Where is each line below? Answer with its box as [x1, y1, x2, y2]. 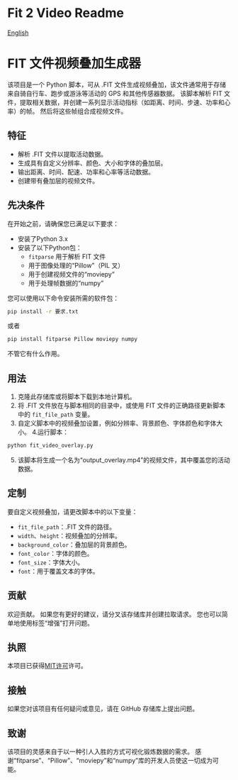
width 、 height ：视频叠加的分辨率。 [17, 531, 122, 540]
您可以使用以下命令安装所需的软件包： [7, 294, 119, 302]
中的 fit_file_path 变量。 [17, 410, 94, 419]
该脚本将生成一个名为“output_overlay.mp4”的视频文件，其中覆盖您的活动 [17, 455, 230, 464]
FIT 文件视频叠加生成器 [7, 55, 142, 72]
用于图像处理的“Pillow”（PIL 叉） [28, 261, 125, 269]
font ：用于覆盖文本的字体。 [17, 567, 99, 575]
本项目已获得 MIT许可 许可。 [7, 662, 87, 670]
